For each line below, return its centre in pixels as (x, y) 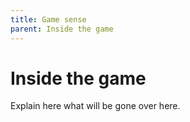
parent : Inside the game (62, 29)
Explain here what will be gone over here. (95, 106)
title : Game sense (48, 19)
